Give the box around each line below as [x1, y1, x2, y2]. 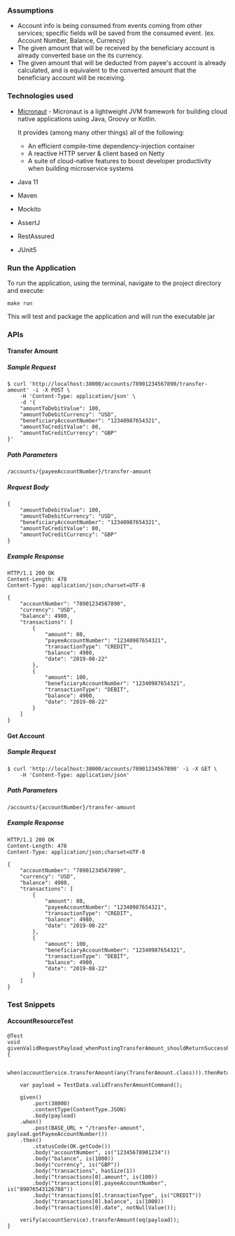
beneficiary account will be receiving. [17, 74, 126, 82]
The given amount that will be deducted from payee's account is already [17, 59, 227, 67]
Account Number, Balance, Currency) [17, 36, 126, 45]
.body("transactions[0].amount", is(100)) [32, 1173, 158, 1181]
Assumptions [7, 6, 54, 15]
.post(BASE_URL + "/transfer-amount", [32, 1124, 145, 1132]
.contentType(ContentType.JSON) [32, 1106, 127, 1113]
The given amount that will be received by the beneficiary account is [17, 44, 215, 53]
